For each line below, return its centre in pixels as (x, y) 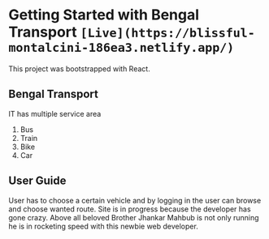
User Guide (37, 181)
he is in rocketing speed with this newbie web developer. (104, 226)
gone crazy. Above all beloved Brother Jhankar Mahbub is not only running (134, 217)
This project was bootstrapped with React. (79, 68)
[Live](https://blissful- (168, 34)
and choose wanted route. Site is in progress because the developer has (130, 209)
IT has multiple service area (55, 113)
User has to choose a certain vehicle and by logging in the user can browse (135, 200)
